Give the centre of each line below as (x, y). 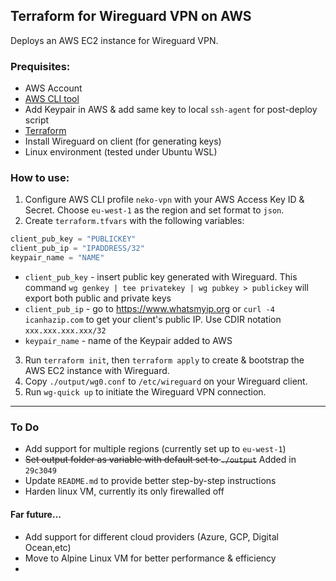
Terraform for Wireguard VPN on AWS (131, 16)
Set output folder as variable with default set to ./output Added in (160, 460)
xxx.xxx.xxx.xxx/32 (65, 331)
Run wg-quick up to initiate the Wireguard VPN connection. (145, 392)
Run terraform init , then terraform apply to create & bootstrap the (164, 360)
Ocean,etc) (48, 547)
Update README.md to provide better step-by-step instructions (150, 481)
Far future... (36, 514)
